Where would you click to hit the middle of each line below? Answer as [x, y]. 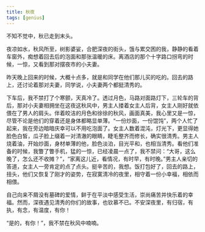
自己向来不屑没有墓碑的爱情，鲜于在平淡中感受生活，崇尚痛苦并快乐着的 [97, 194]
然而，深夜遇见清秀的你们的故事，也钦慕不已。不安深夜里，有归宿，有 [105, 202]
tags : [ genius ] [26, 18]
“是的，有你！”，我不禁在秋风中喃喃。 [54, 223]
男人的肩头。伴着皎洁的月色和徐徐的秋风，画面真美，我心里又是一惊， [110, 113]
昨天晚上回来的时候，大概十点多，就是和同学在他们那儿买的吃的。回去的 [97, 77]
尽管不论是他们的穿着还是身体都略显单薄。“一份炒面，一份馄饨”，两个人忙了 [102, 120]
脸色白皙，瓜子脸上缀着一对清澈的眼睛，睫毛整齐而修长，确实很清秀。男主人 [103, 136]
